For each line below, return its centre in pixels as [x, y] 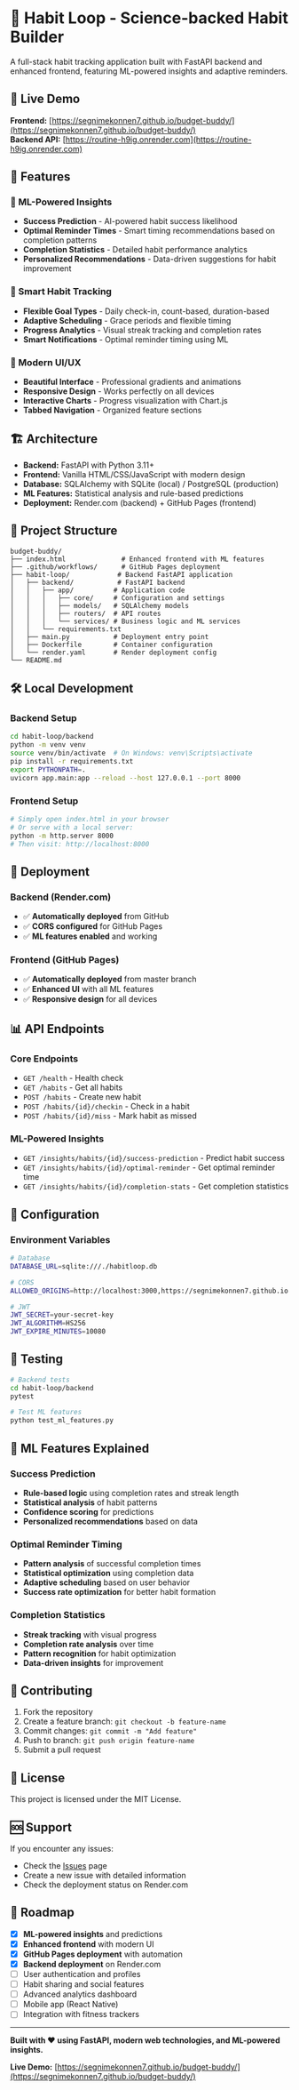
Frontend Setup [44, 801]
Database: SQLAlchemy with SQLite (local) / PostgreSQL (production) [150, 484]
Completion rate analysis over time [88, 1644]
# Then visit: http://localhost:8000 [80, 844]
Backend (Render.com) [61, 897]
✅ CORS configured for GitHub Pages [93, 926]
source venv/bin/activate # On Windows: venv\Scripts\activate [131, 753]
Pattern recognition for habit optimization [99, 1654]
